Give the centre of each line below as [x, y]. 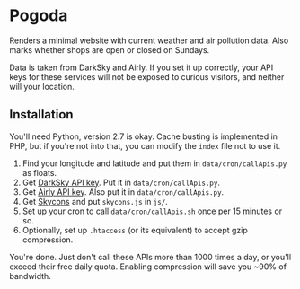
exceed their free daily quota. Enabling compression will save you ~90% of [148, 267]
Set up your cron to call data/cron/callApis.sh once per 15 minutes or [152, 211]
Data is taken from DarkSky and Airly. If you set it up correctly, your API [141, 67]
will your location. [42, 86]
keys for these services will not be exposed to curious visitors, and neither [147, 76]
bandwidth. [30, 276]
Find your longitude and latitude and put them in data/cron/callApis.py [154, 163]
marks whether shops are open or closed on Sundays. [110, 49]
